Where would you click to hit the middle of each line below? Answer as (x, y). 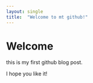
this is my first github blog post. (44, 62)
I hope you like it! (27, 74)
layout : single (25, 11)
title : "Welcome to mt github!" (47, 17)
